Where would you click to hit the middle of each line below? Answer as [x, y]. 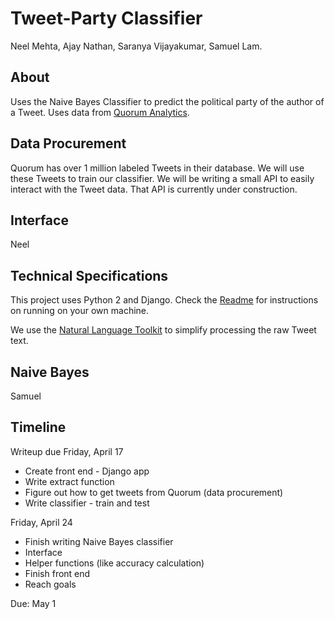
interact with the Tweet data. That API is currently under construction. [154, 189]
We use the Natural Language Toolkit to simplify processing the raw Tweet [163, 330]
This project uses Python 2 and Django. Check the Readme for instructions [164, 300]
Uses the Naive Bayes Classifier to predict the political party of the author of [167, 101]
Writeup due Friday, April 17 [67, 451]
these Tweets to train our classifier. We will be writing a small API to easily [162, 178]
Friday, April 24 [41, 522]
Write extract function [69, 481]
